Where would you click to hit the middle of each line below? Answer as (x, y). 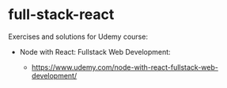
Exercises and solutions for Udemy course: (78, 36)
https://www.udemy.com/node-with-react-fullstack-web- (125, 67)
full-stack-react (61, 15)
